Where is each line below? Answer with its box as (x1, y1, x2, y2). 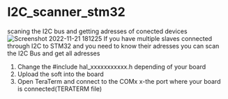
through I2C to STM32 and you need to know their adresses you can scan (7, 42, 220, 50)
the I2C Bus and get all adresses (7, 49, 100, 57)
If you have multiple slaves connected (103, 34, 213, 42)
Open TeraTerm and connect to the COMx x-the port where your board (17, 77, 221, 85)
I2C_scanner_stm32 (7, 4, 126, 20)
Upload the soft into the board (17, 70, 105, 78)
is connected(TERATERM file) (17, 84, 102, 93)
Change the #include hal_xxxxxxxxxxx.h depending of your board (17, 62, 206, 71)
